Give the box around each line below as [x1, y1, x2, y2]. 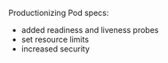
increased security [20, 43, 91, 54]
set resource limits [20, 35, 90, 44]
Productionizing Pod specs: [8, 8, 109, 18]
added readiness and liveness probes [20, 25, 159, 35]
